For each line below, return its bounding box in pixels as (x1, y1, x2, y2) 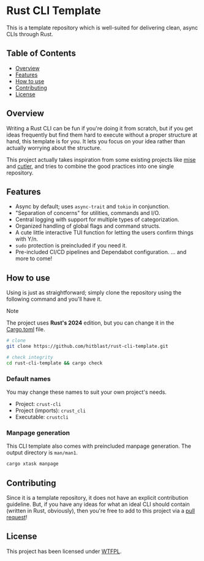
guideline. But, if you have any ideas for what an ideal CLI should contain (6, 500, 190, 508)
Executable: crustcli (15, 413, 69, 420)
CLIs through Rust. (6, 30, 53, 37)
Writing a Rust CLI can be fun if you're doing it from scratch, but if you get (6, 124, 193, 132)
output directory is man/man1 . (6, 449, 78, 456)
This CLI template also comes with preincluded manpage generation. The (6, 442, 192, 450)
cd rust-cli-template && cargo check (6, 360, 103, 366)
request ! (6, 513, 28, 521)
